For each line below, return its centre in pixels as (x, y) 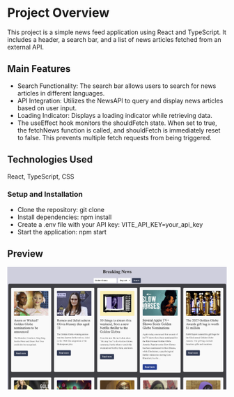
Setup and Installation (45, 195)
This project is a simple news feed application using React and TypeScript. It (117, 32)
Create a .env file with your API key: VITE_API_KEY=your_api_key (110, 224)
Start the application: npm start (62, 232)
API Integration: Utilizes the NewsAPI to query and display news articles (120, 100)
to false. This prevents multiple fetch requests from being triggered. (115, 137)
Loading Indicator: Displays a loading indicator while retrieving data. (115, 115)
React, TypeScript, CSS (41, 177)
